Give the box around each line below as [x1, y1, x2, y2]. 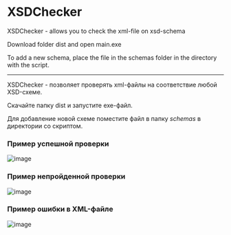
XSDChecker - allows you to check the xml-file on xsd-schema [7, 27, 186, 35]
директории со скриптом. [7, 122, 83, 130]
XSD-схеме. [7, 87, 43, 96]
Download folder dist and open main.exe [7, 40, 122, 48]
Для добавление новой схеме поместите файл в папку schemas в [7, 114, 201, 122]
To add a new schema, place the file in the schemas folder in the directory [7, 53, 217, 62]
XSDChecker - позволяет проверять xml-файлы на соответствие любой [7, 80, 218, 89]
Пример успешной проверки [7, 139, 109, 148]
